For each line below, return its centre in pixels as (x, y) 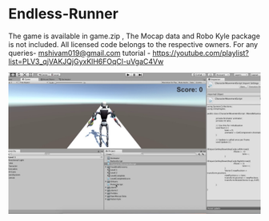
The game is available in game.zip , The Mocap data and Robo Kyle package (134, 36)
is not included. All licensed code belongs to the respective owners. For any (133, 44)
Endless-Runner (63, 14)
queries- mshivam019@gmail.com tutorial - (79, 53)
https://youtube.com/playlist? (201, 53)
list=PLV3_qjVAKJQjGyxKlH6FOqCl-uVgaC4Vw (86, 61)
